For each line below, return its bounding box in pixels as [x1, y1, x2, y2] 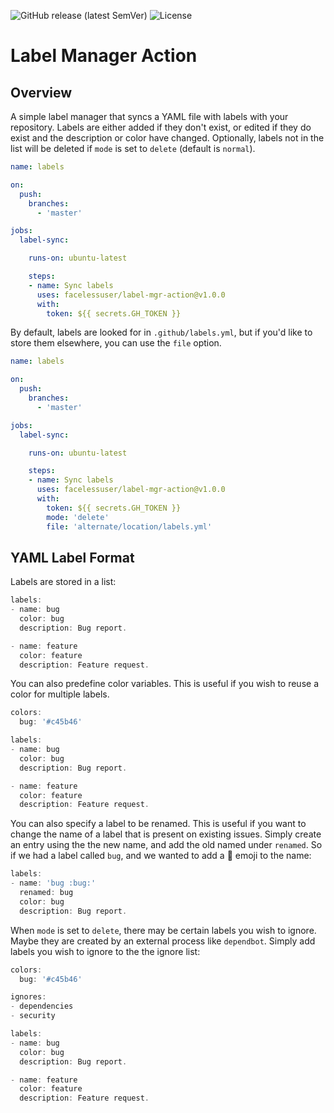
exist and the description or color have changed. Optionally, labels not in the [10, 132, 325, 144]
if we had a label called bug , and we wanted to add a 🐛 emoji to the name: [10, 850, 312, 862]
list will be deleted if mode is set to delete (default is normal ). [10, 143, 256, 154]
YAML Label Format [10, 549, 135, 566]
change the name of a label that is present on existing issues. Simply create [10, 828, 322, 840]
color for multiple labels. [10, 688, 110, 700]
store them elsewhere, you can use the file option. [10, 337, 222, 349]
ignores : [10, 992, 47, 1002]
